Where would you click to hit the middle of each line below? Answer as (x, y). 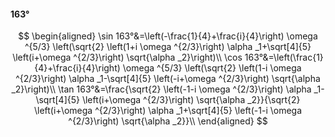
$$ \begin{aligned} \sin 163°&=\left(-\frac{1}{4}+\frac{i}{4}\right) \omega (168, 36)
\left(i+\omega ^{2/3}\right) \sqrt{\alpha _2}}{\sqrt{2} (191, 100)
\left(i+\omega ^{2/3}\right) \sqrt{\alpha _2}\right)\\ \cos (127, 57)
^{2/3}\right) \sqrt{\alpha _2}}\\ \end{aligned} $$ (168, 121)
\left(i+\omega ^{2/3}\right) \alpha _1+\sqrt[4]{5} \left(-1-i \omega (168, 111)
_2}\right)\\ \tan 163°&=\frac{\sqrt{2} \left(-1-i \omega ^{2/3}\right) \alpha (161, 89)
